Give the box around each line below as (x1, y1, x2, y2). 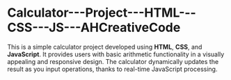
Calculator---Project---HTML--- (7, 5, 196, 21)
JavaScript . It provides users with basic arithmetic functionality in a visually (7, 50, 225, 58)
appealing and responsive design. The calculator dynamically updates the (7, 57, 219, 65)
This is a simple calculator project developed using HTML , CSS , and (7, 42, 202, 51)
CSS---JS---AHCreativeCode (7, 19, 181, 35)
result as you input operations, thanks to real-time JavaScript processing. (7, 65, 218, 73)
